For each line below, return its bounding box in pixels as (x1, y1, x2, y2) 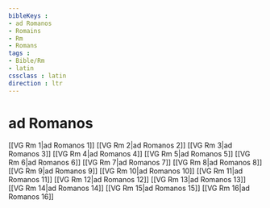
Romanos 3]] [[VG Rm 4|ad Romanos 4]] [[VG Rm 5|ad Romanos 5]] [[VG (8, 149, 251, 159)
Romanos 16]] (8, 192, 54, 202)
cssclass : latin (8, 72, 67, 80)
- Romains (8, 27, 42, 35)
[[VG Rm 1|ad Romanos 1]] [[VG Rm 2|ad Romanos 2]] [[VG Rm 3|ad (8, 140, 233, 150)
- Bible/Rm (8, 57, 45, 65)
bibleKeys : (8, 11, 48, 20)
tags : (8, 49, 31, 57)
